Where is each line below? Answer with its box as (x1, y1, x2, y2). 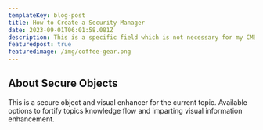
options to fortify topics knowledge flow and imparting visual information (8, 106, 243, 115)
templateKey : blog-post (8, 11, 86, 20)
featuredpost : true (8, 41, 72, 49)
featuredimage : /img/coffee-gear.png (8, 48, 131, 56)
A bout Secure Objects (8, 77, 119, 90)
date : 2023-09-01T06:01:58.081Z (8, 26, 113, 34)
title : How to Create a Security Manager (8, 19, 146, 27)
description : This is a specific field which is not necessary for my (8, 33, 243, 42)
